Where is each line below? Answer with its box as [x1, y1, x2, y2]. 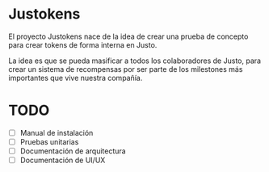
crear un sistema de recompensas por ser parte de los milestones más [8, 64, 243, 73]
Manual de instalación [19, 128, 94, 137]
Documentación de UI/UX [19, 155, 106, 166]
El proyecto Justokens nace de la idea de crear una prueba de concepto [8, 31, 249, 41]
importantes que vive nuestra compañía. [8, 73, 143, 82]
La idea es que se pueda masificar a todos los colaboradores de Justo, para [8, 56, 261, 65]
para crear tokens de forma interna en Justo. [8, 40, 158, 49]
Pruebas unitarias [19, 136, 79, 146]
